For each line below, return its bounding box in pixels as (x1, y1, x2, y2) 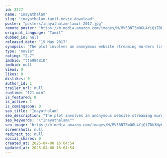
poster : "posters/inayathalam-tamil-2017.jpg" (5, 21, 103, 26)
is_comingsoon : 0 (5, 104, 41, 109)
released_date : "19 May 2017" (5, 40, 68, 45)
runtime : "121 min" (5, 90, 46, 95)
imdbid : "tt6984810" (5, 58, 48, 63)
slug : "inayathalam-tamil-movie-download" (5, 16, 94, 21)
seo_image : (5, 122, 28, 127)
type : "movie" (5, 49, 35, 53)
